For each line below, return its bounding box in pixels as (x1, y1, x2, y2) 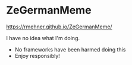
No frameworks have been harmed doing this (14, 45, 126, 53)
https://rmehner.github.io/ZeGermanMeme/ (6, 23, 112, 30)
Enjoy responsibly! (14, 52, 61, 59)
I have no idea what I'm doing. (6, 34, 80, 41)
